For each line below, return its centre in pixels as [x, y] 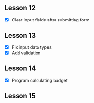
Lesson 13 [20, 35]
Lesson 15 [20, 96]
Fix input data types [31, 47]
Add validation [26, 53]
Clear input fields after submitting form [50, 20]
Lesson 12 [20, 8]
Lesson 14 [20, 69]
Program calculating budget [39, 80]
